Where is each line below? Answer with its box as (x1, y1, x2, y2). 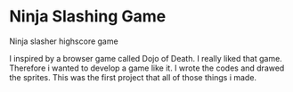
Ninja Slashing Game (9, 6, 167, 27)
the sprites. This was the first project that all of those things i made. (9, 71, 256, 82)
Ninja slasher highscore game (9, 36, 118, 46)
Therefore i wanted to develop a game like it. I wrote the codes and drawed (9, 63, 285, 73)
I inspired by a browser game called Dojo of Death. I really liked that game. (9, 53, 282, 63)
